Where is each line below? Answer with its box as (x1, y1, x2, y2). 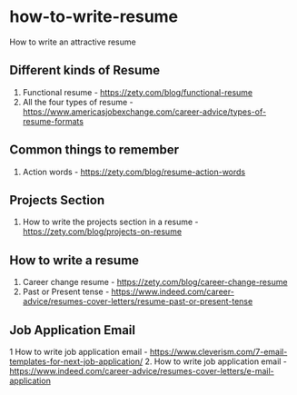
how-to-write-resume (9, 6, 179, 27)
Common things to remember (9, 143, 180, 158)
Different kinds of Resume (9, 63, 161, 78)
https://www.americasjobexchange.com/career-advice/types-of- (22, 106, 266, 117)
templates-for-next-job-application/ (9, 356, 144, 367)
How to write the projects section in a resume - (22, 216, 199, 228)
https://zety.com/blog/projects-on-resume (22, 226, 183, 237)
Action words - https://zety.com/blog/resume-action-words (22, 166, 246, 177)
